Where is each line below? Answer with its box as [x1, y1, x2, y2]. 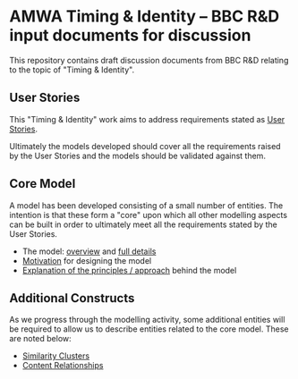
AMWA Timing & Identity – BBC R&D [9, 6, 280, 27]
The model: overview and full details [21, 246, 157, 257]
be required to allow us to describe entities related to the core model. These [9, 324, 289, 334]
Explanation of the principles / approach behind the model [21, 265, 237, 275]
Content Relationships [21, 360, 104, 371]
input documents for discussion [9, 25, 251, 46]
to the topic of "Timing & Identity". [9, 64, 135, 75]
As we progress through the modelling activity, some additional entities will [9, 315, 285, 325]
